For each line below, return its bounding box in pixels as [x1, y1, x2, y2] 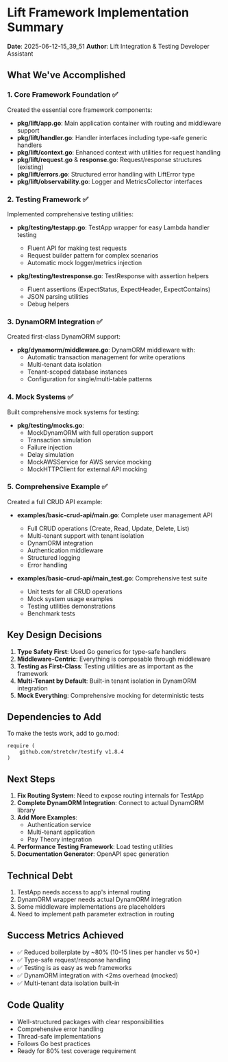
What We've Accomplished [7, 69, 126, 81]
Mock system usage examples [27, 594, 114, 602]
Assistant [7, 49, 34, 58]
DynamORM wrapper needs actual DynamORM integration [16, 895, 182, 904]
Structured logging [27, 553, 81, 561]
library [16, 806, 36, 815]
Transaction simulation [27, 436, 92, 444]
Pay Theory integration [27, 835, 92, 844]
